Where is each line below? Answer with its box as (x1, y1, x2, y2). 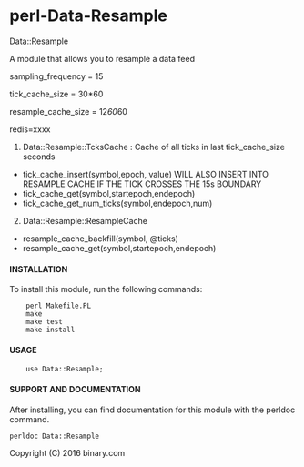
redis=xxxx (9, 124, 51, 135)
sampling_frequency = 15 (9, 70, 104, 82)
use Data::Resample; (25, 365, 104, 374)
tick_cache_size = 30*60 (9, 88, 104, 99)
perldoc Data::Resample (9, 431, 100, 441)
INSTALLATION (9, 263, 68, 274)
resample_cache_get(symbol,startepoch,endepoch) (22, 242, 217, 253)
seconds (22, 151, 56, 162)
